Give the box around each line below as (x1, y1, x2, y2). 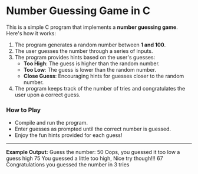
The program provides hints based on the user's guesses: (14, 53, 156, 61)
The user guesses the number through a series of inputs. (14, 47, 153, 54)
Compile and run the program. (14, 119, 88, 126)
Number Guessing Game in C (6, 4, 151, 18)
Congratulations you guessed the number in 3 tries (6, 161, 130, 168)
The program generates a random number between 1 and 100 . (14, 41, 166, 48)
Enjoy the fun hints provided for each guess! (14, 132, 123, 139)
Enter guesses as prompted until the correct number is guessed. (14, 125, 171, 133)
